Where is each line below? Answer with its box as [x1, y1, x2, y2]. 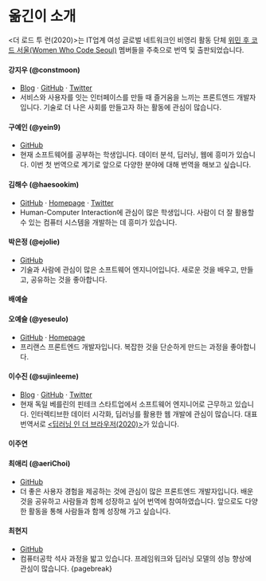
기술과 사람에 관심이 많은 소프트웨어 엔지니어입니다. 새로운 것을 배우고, [19, 265, 239, 274]
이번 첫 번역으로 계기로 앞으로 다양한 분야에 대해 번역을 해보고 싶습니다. [30, 160, 252, 170]
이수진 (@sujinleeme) [8, 371, 80, 381]
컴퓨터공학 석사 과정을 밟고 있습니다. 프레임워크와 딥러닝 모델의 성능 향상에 [19, 553, 252, 563]
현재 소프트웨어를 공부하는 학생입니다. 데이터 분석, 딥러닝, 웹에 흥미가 [19, 150, 235, 159]
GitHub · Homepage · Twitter [19, 198, 114, 207]
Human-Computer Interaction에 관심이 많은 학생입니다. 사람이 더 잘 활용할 [19, 207, 255, 217]
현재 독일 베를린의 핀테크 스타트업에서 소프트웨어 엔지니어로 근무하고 [19, 399, 233, 409]
